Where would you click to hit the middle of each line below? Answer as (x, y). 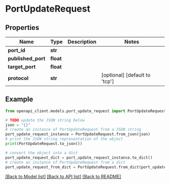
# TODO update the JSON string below (45, 120)
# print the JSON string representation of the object (64, 139)
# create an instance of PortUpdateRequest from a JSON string (73, 130)
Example (19, 99)
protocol (18, 78)
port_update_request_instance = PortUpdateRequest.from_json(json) (78, 134)
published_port (27, 59)
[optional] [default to (126, 75)
